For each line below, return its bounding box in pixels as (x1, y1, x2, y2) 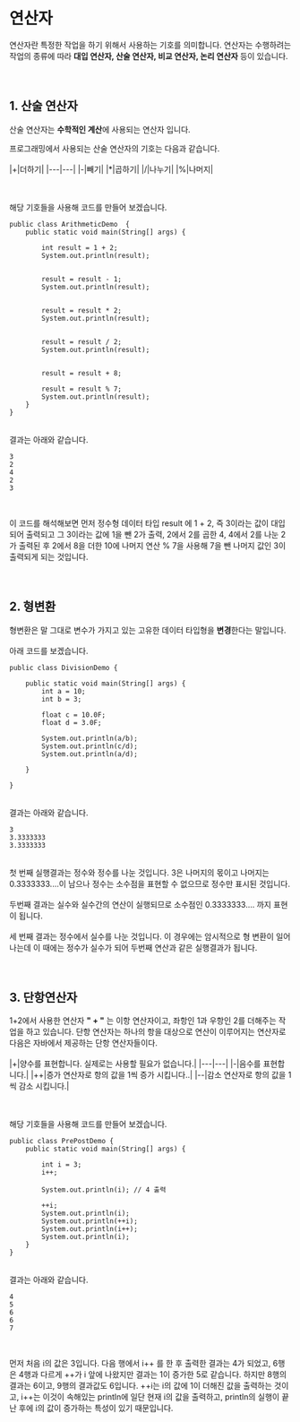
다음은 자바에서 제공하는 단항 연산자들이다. (9, 1038, 159, 1048)
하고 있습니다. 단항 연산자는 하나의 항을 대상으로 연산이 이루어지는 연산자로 (25, 1027, 287, 1038)
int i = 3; (41, 1160, 82, 1169)
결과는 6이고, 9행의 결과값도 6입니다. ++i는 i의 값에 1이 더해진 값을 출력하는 (9, 1381, 273, 1392)
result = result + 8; (41, 368, 123, 377)
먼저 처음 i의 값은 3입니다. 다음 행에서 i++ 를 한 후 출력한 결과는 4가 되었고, (9, 1358, 271, 1369)
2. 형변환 (9, 599, 56, 615)
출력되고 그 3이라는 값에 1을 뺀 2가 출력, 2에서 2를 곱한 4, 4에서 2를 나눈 (25, 529, 279, 539)
